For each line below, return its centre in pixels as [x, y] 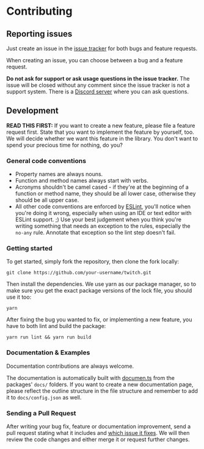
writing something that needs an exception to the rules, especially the [103, 226]
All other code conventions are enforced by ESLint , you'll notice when [103, 206]
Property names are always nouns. [59, 174]
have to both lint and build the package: [56, 326]
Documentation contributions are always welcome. [70, 366]
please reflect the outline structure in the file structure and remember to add [102, 391]
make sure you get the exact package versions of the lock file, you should [99, 291]
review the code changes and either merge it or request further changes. [98, 439]
